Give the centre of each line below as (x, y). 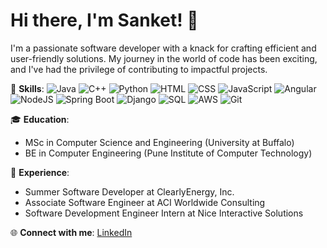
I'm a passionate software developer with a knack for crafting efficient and (163, 48)
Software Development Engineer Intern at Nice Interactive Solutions (164, 213)
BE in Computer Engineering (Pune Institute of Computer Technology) (168, 153)
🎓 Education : (40, 119)
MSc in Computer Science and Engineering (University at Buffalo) (159, 142)
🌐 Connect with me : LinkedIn (71, 232)
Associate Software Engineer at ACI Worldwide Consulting (145, 202)
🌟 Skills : (27, 88)
